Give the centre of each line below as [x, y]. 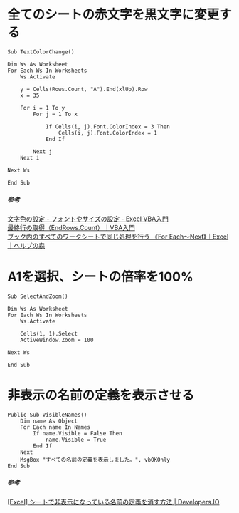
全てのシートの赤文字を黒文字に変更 [113, 15]
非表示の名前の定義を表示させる [101, 395]
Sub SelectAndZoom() [38, 296]
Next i [30, 157]
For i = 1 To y [43, 108]
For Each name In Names [55, 427]
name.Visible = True [76, 440]
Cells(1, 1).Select [49, 333]
